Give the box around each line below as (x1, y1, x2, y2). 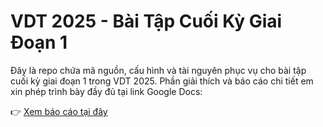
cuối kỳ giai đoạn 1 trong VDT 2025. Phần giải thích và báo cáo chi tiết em (10, 75, 314, 87)
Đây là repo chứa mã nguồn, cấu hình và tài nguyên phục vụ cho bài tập (10, 64, 307, 76)
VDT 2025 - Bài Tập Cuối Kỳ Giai (10, 10, 283, 33)
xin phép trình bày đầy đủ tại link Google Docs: (10, 85, 203, 97)
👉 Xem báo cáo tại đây (10, 105, 108, 117)
